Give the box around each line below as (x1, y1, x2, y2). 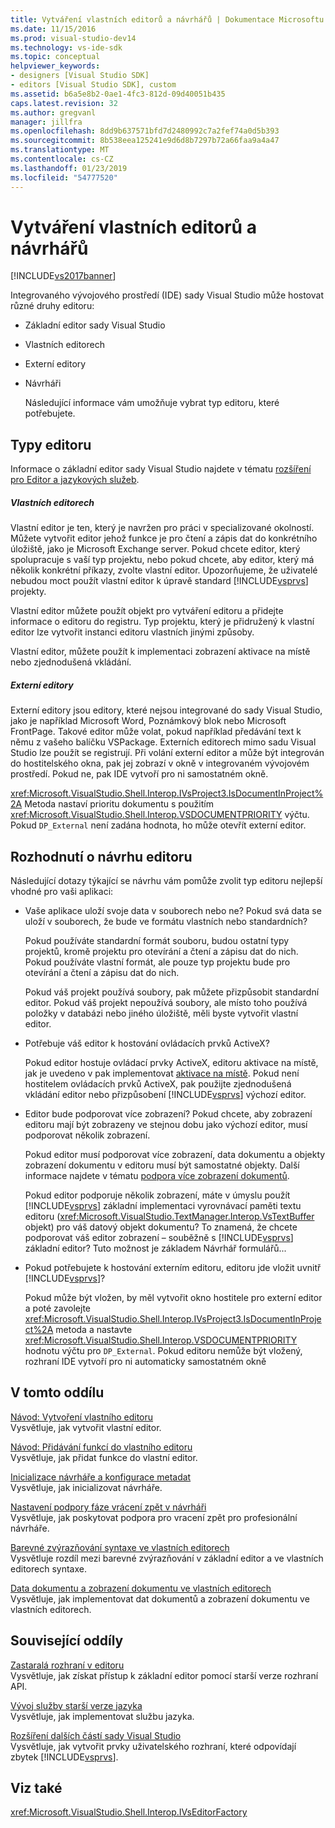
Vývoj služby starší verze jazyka (10, 1699, 143, 1711)
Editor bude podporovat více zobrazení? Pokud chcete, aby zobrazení (24, 1108, 313, 1120)
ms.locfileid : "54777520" (10, 172, 118, 183)
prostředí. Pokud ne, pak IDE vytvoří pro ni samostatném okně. (10, 768, 269, 780)
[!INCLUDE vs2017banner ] (10, 270, 117, 282)
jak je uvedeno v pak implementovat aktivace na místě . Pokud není (24, 1067, 300, 1079)
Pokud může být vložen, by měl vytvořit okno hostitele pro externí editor (24, 1292, 323, 1303)
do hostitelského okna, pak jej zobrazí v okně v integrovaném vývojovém (10, 757, 310, 770)
